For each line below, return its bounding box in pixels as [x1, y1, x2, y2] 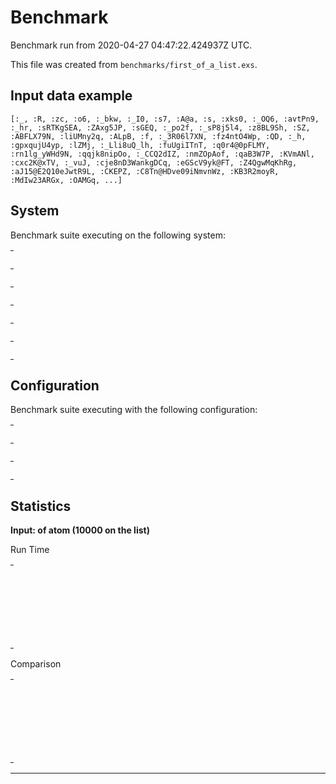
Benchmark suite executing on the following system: [10, 229, 226, 241]
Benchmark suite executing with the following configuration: [10, 404, 258, 416]
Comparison [10, 658, 62, 670]
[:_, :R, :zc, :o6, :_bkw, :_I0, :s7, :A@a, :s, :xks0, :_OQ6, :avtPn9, [10, 114, 320, 124]
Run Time [10, 544, 50, 556]
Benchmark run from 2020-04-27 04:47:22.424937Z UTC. [10, 39, 253, 51]
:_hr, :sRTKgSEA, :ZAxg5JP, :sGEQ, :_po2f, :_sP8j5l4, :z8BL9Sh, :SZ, [10, 122, 311, 133]
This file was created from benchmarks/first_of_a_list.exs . [10, 58, 258, 70]
